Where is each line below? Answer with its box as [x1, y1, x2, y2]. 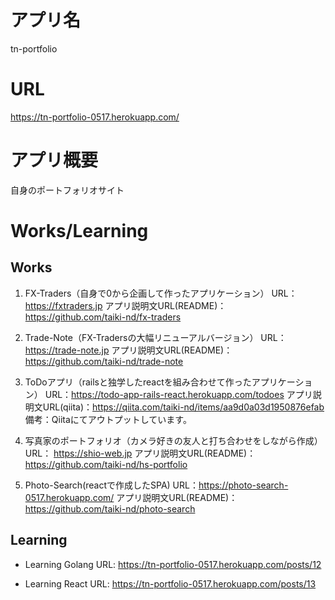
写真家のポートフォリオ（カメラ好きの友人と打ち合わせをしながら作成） [24, 434, 323, 446]
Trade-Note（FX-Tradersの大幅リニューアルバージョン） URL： [24, 331, 287, 343]
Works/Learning [10, 220, 149, 242]
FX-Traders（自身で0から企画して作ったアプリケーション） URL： [24, 287, 298, 299]
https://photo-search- [198, 479, 289, 491]
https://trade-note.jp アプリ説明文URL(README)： [24, 344, 233, 356]
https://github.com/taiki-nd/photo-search [24, 502, 196, 515]
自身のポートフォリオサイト [10, 184, 125, 196]
